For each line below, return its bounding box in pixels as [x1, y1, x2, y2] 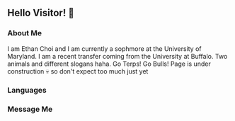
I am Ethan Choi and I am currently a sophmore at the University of [7, 44, 202, 53]
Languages [7, 85, 47, 95]
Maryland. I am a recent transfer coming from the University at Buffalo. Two [7, 52, 228, 60]
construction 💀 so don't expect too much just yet [7, 67, 149, 75]
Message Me [7, 104, 53, 114]
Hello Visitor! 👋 [7, 7, 75, 19]
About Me [7, 28, 42, 38]
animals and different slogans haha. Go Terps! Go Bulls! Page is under [7, 59, 211, 68]
